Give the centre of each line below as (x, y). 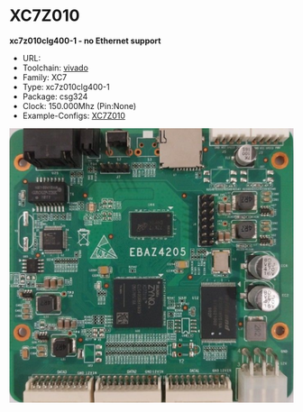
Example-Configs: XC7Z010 (74, 115)
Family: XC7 (45, 77)
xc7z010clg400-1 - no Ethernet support (85, 41)
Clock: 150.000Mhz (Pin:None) (79, 105)
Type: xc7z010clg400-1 (66, 87)
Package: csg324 (55, 96)
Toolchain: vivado (55, 68)
